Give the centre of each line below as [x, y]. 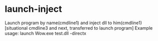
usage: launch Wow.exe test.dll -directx [46, 33]
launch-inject [33, 9]
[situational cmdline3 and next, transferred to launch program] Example [79, 28]
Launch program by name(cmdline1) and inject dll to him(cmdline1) [73, 23]
